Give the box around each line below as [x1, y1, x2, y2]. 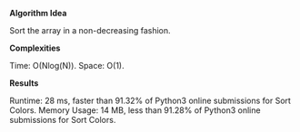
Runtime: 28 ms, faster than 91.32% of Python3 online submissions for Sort [9, 95, 291, 106]
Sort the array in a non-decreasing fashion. [9, 25, 171, 35]
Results [9, 78, 39, 89]
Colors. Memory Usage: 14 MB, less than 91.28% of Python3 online [9, 105, 261, 116]
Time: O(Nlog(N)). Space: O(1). [9, 61, 125, 71]
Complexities [9, 42, 61, 53]
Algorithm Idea [9, 8, 67, 18]
